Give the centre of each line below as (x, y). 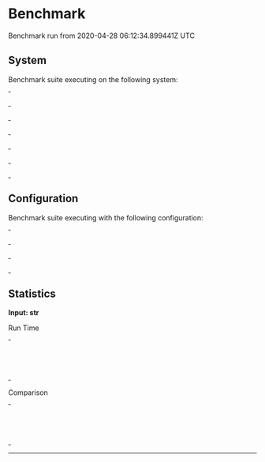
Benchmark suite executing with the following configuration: (106, 217)
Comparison (28, 393)
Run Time (24, 328)
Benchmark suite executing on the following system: (93, 79)
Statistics (32, 293)
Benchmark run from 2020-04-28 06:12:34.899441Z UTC (102, 36)
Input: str (24, 313)
